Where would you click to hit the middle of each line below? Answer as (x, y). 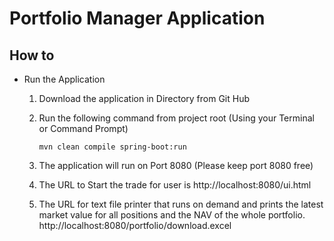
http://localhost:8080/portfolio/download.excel (135, 225)
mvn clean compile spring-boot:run (112, 147)
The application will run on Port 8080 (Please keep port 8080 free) (176, 165)
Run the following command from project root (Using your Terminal (176, 118)
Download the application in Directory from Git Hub (144, 98)
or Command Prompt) (83, 128)
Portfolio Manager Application (137, 18)
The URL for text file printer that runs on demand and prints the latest (181, 204)
